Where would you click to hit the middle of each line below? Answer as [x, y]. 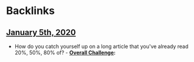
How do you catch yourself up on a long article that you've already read [101, 46]
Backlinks [31, 11]
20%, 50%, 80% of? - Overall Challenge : [65, 53]
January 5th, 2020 [41, 32]
